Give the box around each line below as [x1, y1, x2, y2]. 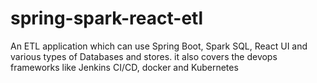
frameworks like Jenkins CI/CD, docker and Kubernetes [10, 61, 239, 73]
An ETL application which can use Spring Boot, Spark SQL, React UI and [10, 40, 308, 52]
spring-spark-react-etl [10, 7, 203, 30]
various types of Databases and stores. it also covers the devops [10, 50, 278, 62]
